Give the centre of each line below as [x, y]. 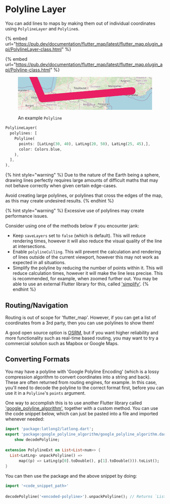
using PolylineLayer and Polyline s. [42, 28]
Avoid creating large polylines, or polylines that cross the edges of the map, [84, 195]
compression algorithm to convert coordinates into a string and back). [78, 377]
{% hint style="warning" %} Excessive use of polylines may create [75, 211]
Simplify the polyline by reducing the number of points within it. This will [88, 268]
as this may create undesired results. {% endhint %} [60, 201]
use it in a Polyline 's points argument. [46, 393]
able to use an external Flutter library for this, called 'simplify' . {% [81, 284]
